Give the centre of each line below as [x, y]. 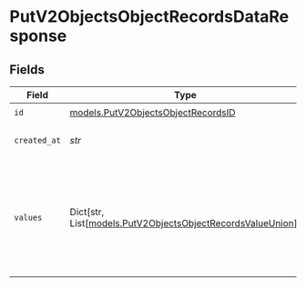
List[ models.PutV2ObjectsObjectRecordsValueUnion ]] [185, 223]
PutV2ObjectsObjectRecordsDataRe [149, 17]
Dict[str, [87, 212]
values [28, 218]
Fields [27, 69]
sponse [38, 36]
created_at [37, 140]
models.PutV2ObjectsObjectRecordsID [153, 113]
